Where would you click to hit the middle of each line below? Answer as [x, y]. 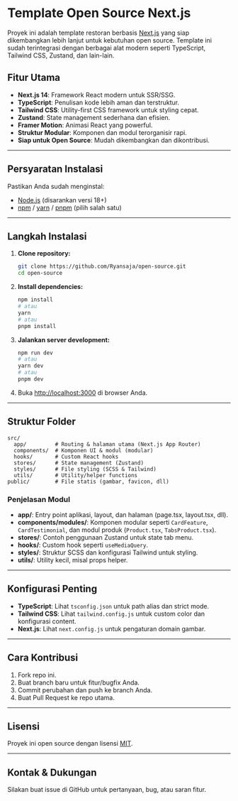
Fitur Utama [34, 78]
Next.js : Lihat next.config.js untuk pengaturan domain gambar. [112, 628]
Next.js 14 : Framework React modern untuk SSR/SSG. [96, 94]
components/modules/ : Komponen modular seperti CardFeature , [113, 522]
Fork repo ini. [37, 675]
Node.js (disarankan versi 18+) [62, 200]
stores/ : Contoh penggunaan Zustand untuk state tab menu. [106, 537]
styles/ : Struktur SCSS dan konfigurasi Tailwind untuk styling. [108, 552]
